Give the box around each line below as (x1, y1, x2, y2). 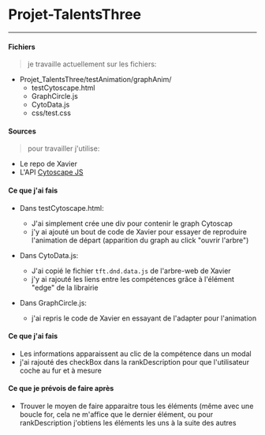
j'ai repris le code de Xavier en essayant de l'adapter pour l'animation (31, 313, 257, 323)
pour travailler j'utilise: (27, 144, 100, 153)
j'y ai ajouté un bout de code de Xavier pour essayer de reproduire (31, 227, 247, 236)
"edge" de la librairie (31, 283, 99, 292)
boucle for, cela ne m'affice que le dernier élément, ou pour (19, 409, 214, 419)
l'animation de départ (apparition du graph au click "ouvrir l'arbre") (31, 235, 249, 245)
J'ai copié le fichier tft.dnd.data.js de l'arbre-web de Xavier (31, 266, 231, 276)
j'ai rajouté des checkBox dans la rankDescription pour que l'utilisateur (19, 357, 250, 366)
